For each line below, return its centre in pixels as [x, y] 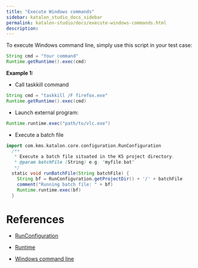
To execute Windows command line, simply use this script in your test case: [99, 45]
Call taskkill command [42, 85]
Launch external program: [47, 112]
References [35, 219]
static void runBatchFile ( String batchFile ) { [70, 173]
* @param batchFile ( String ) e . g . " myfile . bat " [74, 162]
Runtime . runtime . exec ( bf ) [49, 190]
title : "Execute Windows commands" [50, 12]
